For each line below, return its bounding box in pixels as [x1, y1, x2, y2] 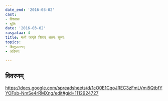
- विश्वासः [5, 16, 20, 21]
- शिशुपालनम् [5, 44, 25, 49]
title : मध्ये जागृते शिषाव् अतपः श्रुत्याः [5, 35, 65, 40]
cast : [5, 12, 17, 17]
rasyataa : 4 [5, 30, 30, 35]
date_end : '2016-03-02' [5, 7, 55, 12]
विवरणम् [5, 72, 24, 80]
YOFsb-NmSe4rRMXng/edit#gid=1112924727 [5, 90, 99, 96]
